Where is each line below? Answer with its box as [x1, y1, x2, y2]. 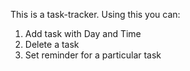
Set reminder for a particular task [24, 49, 162, 61]
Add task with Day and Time [24, 28, 142, 39]
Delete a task [24, 39, 80, 50]
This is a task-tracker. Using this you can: [10, 9, 181, 20]
